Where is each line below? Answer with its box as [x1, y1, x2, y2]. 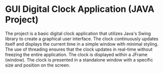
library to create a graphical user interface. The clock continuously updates [5, 36, 159, 42]
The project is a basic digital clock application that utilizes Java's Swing [5, 30, 151, 36]
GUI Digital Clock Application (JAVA [5, 3, 155, 15]
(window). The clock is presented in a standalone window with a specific [5, 57, 153, 63]
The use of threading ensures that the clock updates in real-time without [5, 46, 153, 52]
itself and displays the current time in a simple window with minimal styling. [5, 41, 159, 47]
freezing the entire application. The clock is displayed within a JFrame [5, 51, 148, 58]
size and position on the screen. [5, 62, 70, 68]
